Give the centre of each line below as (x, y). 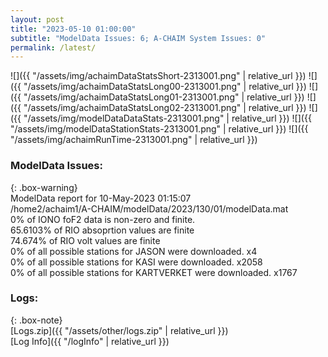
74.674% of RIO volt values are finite (85, 240)
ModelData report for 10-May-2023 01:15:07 (101, 198)
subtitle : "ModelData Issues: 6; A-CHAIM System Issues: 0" (138, 38)
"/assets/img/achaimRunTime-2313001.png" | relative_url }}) (134, 140)
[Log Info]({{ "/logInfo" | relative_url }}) (90, 341)
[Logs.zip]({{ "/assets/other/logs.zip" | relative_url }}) (119, 330)
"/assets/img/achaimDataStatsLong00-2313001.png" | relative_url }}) (165, 87)
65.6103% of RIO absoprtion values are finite (102, 230)
